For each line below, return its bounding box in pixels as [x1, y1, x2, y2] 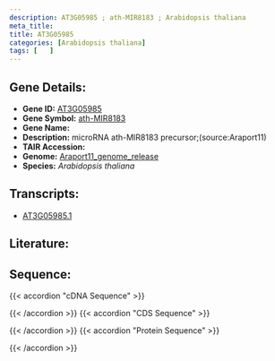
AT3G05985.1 [21, 210, 73, 220]
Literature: [9, 236, 70, 252]
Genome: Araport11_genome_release [21, 150, 159, 161]
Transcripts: [9, 186, 80, 202]
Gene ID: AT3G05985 [21, 103, 103, 114]
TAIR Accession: [21, 141, 86, 152]
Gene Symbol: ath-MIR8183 [21, 113, 126, 124]
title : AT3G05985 [9, 30, 74, 39]
